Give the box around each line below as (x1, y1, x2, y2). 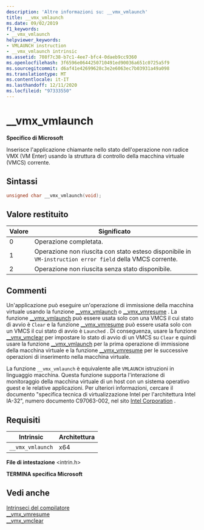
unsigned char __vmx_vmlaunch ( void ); (6, 192, 102, 199)
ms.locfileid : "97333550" (6, 88, 72, 94)
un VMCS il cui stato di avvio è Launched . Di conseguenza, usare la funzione (6, 327, 197, 335)
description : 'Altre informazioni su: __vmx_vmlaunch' (6, 8, 148, 15)
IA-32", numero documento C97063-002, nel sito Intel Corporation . (6, 397, 176, 404)
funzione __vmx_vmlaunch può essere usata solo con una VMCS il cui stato (6, 314, 194, 322)
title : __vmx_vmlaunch (6, 15, 64, 21)
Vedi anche (6, 488, 50, 498)
